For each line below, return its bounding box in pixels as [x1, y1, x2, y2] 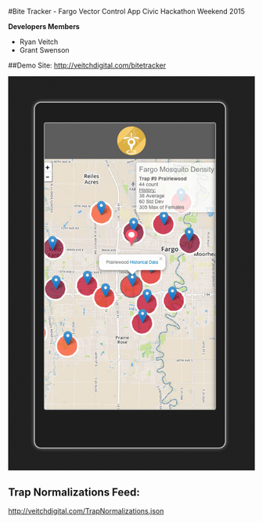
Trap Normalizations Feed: [8, 486, 141, 499]
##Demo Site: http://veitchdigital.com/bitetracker [8, 60, 167, 70]
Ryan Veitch [19, 37, 59, 46]
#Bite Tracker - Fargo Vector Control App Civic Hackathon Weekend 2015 [8, 7, 245, 16]
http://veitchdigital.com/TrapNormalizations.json [8, 507, 164, 516]
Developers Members [8, 22, 80, 31]
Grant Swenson [19, 46, 70, 54]
